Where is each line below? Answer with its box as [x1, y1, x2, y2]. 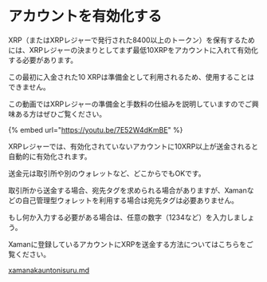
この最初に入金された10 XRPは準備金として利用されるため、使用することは [8, 72, 255, 81]
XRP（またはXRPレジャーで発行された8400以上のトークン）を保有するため [8, 35, 255, 45]
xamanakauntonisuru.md [8, 265, 90, 275]
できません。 [8, 81, 50, 92]
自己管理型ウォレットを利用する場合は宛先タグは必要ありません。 [22, 195, 239, 205]
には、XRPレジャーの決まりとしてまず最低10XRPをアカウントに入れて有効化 [8, 45, 259, 54]
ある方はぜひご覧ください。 [14, 109, 106, 118]
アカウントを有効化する [8, 7, 163, 26]
